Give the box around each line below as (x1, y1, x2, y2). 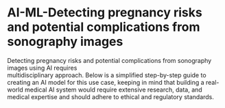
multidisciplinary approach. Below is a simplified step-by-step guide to (7, 70, 207, 79)
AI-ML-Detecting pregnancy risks (7, 5, 202, 21)
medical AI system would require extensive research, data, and (24, 85, 202, 94)
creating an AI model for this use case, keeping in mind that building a (7, 78, 204, 86)
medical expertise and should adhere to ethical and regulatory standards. (7, 92, 215, 100)
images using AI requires (7, 64, 78, 72)
